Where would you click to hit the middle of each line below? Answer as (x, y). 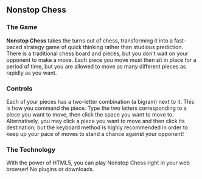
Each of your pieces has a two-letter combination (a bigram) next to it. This (100, 101)
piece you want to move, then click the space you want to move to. (90, 114)
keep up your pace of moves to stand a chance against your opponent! (95, 133)
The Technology (31, 149)
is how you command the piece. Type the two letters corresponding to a (96, 108)
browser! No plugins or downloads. (50, 169)
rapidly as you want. (32, 73)
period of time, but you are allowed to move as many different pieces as (96, 66)
